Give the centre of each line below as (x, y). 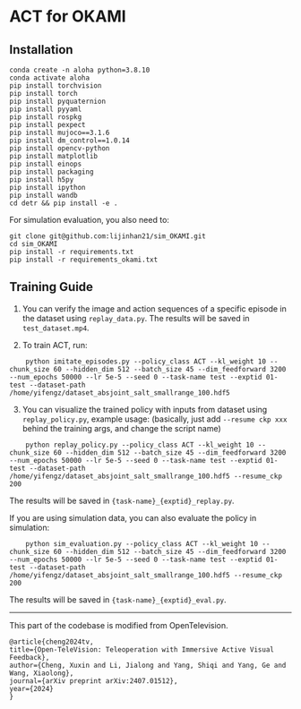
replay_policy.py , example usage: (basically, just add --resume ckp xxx (155, 419)
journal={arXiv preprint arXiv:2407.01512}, (94, 681)
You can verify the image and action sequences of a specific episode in (154, 308)
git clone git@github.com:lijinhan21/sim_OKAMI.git (107, 236)
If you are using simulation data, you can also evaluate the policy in (133, 517)
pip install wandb (43, 195)
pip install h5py (42, 180)
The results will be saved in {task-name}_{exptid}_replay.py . (122, 500)
